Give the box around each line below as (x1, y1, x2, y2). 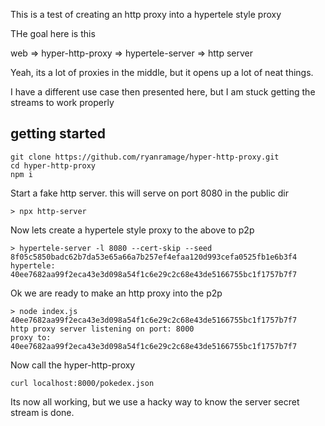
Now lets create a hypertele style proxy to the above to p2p (10, 224, 255, 236)
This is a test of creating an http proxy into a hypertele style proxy (10, 9, 282, 20)
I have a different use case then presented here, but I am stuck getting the (10, 86, 316, 98)
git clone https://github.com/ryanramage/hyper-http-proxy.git (10, 152, 280, 162)
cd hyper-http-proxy (10, 160, 97, 171)
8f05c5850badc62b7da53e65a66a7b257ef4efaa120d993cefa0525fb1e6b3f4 (10, 252, 298, 262)
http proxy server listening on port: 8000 (10, 324, 195, 334)
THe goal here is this (10, 28, 96, 39)
